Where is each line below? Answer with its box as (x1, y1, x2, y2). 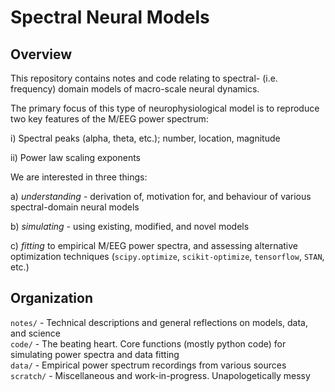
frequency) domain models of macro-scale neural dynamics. (10, 83, 260, 95)
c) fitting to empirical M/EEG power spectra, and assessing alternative (10, 240, 299, 251)
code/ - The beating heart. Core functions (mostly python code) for (10, 337, 287, 350)
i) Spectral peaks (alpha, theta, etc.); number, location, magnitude (10, 132, 281, 144)
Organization (10, 290, 93, 307)
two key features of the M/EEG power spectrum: (10, 113, 209, 125)
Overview (10, 46, 73, 63)
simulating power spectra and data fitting (10, 348, 180, 360)
